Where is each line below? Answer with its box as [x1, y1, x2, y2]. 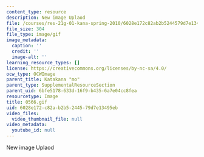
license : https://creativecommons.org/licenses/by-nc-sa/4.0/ [6, 65, 167, 72]
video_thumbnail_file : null [12, 116, 83, 122]
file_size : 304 [6, 25, 45, 32]
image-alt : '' [12, 54, 47, 60]
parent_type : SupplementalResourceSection [6, 82, 115, 89]
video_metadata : [6, 122, 47, 128]
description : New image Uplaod [6, 15, 86, 21]
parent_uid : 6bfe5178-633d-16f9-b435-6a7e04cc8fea [6, 88, 137, 94]
